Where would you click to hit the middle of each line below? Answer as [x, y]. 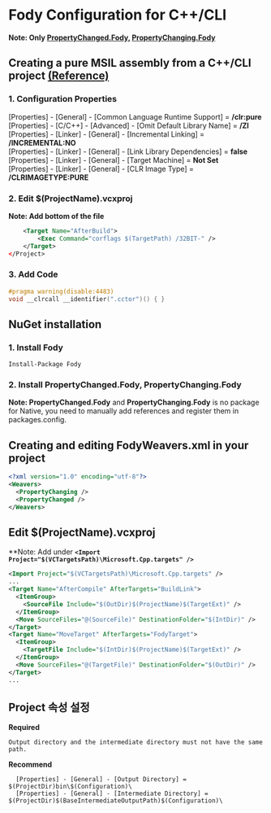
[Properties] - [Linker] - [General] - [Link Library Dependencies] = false [128, 151]
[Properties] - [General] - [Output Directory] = [101, 780]
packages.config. [38, 420]
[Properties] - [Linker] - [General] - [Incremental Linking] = [107, 134]
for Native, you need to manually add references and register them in [124, 411]
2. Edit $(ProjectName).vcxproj [71, 199]
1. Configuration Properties [63, 99]
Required [24, 728]
